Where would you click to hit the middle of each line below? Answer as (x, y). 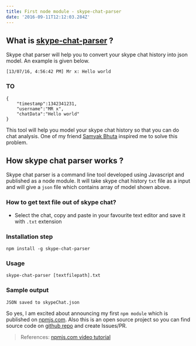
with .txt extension (38, 221)
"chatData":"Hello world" (48, 114)
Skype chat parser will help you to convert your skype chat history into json (97, 55)
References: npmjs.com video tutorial (66, 337)
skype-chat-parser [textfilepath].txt (53, 276)
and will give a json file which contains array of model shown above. (88, 187)
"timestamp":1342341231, (47, 104)
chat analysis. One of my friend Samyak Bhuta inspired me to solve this (92, 136)
